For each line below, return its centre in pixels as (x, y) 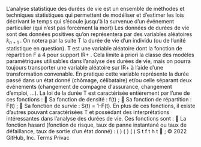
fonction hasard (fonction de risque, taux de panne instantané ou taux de (97, 125)
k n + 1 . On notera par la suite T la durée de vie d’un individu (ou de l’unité (96, 41)
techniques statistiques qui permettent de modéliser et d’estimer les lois (95, 15)
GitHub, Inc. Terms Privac (38, 137)
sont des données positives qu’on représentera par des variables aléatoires (99, 34)
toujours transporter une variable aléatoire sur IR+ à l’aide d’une (85, 67)
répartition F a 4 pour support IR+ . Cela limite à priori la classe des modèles (100, 55)
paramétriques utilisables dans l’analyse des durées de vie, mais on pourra (98, 61)
